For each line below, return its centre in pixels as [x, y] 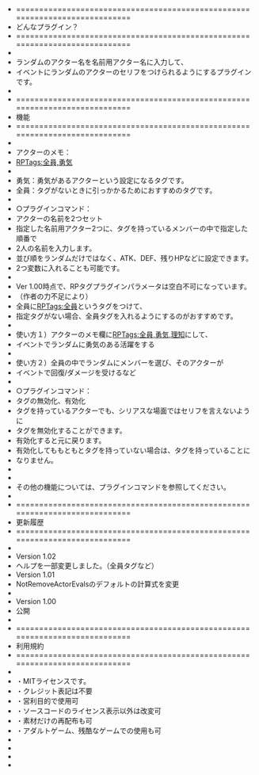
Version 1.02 [36, 556]
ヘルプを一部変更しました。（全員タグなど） [87, 566]
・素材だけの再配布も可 [54, 721]
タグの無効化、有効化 [50, 401]
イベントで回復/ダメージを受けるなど [76, 372]
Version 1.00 [36, 601]
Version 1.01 [35, 575]
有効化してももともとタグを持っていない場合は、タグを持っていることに [133, 450]
